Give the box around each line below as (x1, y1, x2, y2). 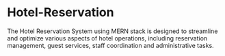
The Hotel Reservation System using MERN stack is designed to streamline (7, 27, 218, 35)
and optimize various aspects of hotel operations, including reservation (7, 34, 208, 42)
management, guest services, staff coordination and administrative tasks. (7, 41, 214, 49)
